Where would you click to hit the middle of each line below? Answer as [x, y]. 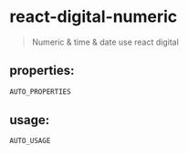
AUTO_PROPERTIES [40, 92]
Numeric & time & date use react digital [105, 42]
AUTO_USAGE [30, 141]
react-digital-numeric [94, 17]
